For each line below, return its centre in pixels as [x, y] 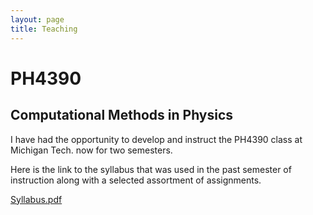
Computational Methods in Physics [122, 115]
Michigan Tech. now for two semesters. [91, 150]
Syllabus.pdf [36, 199]
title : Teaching [44, 29]
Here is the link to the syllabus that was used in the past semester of [151, 169]
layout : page [37, 19]
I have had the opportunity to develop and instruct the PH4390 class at [156, 139]
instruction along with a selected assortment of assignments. [136, 180]
